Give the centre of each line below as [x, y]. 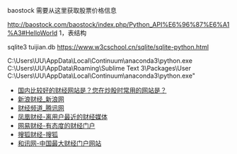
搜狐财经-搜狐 [38, 134]
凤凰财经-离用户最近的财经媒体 [63, 117]
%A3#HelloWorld [33, 33]
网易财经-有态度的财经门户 [56, 125]
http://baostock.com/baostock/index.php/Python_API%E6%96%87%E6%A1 [118, 24]
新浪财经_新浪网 [41, 99]
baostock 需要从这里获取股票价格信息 [62, 10]
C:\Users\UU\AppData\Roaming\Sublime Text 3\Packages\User [99, 68]
